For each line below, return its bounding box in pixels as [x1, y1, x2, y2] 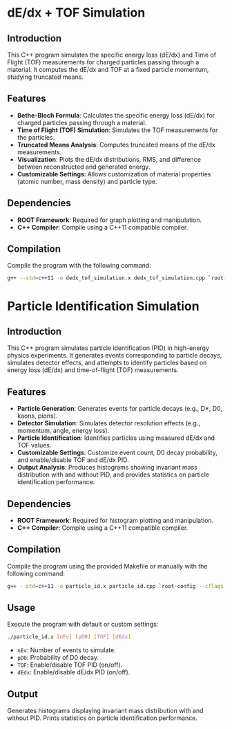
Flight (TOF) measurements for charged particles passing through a [7, 58, 200, 66]
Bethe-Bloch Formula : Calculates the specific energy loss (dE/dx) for [17, 111, 215, 119]
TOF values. [17, 441, 52, 450]
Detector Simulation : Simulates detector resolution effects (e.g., [17, 419, 200, 427]
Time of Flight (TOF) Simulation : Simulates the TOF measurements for [17, 126, 218, 134]
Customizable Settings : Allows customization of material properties [17, 169, 211, 178]
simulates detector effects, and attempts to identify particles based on [7, 358, 207, 367]
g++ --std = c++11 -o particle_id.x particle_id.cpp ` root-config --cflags [7, 582, 224, 589]
